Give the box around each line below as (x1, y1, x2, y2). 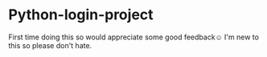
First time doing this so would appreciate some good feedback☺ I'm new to (8, 32, 260, 42)
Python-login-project (8, 6, 154, 24)
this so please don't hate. (8, 40, 92, 50)
